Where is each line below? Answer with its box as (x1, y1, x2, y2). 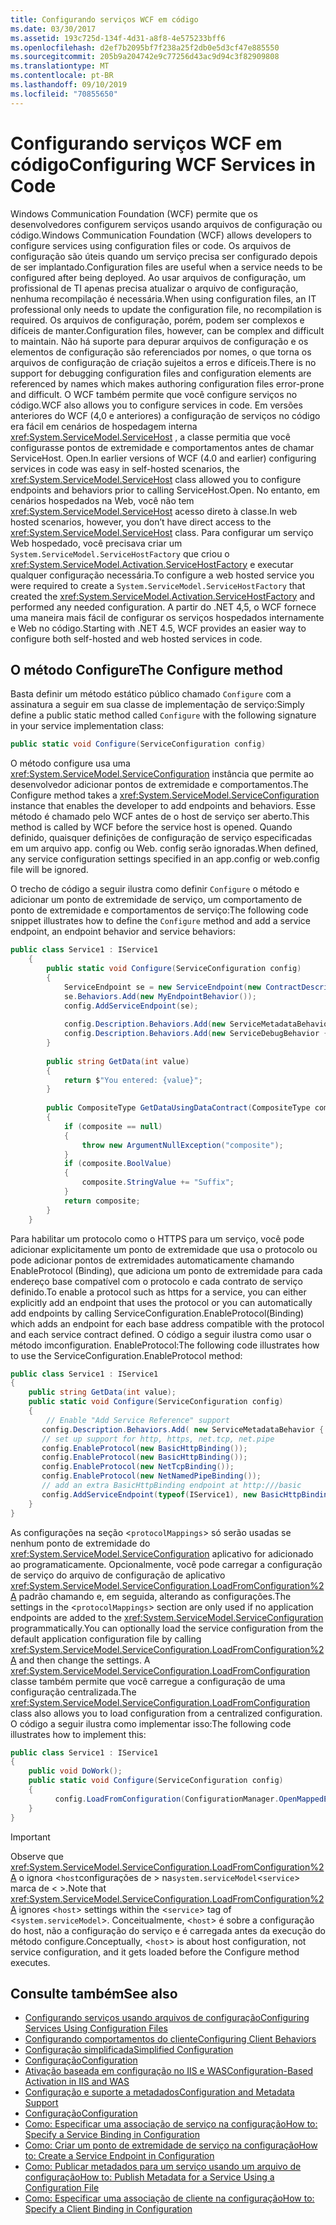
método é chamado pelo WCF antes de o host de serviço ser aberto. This (10, 811, 310, 823)
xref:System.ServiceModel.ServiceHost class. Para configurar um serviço (10, 526, 314, 538)
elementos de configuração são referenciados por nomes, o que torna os (10, 346, 312, 358)
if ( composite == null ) (63, 1121, 163, 1131)
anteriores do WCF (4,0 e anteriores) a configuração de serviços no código (10, 409, 321, 421)
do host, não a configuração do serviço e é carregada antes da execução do (10, 1924, 326, 1936)
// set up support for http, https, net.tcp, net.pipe (41, 1434, 275, 1444)
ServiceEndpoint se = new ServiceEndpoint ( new (63, 982, 262, 992)
